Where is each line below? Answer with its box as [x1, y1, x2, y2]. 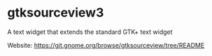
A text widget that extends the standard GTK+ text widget [7, 28, 173, 36]
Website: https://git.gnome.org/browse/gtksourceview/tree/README [7, 41, 205, 49]
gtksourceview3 [7, 5, 104, 21]
